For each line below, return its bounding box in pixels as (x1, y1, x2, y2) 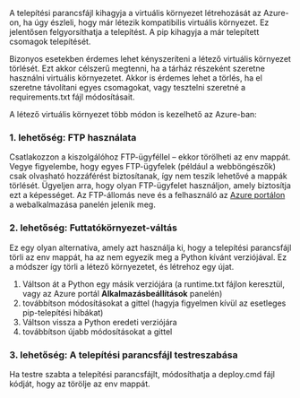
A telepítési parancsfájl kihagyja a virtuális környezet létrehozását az (9, 8, 262, 18)
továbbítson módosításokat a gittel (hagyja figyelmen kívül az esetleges (21, 298, 287, 308)
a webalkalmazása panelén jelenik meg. (9, 199, 157, 210)
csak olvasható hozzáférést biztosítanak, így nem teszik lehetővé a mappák (9, 170, 288, 182)
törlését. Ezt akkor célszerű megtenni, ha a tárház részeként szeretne (9, 63, 266, 74)
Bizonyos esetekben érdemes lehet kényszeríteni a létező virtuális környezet (9, 54, 291, 64)
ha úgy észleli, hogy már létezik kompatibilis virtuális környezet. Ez (22, 17, 270, 28)
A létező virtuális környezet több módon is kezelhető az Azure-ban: (9, 109, 257, 119)
